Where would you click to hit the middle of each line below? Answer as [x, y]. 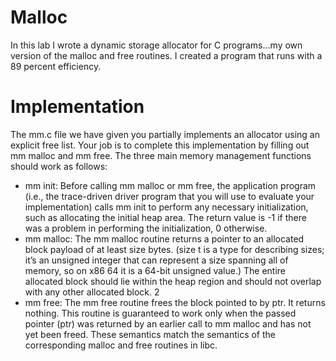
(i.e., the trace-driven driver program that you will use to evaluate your [169, 196]
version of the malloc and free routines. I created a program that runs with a [166, 55]
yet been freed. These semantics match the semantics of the [150, 334]
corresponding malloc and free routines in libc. [121, 345]
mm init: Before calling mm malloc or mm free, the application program [170, 185]
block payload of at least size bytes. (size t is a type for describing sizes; [174, 249]
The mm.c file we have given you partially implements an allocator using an [165, 134]
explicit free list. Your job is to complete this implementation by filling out [160, 145]
